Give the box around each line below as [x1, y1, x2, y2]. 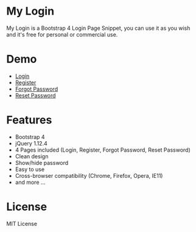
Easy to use [15, 166, 44, 173]
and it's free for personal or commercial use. [6, 30, 118, 38]
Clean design [15, 152, 49, 160]
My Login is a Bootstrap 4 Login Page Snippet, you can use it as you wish [6, 24, 191, 32]
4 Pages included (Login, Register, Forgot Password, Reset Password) [15, 146, 191, 153]
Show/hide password [15, 159, 69, 166]
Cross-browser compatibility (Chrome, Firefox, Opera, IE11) [15, 172, 163, 179]
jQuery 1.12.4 [15, 139, 47, 147]
